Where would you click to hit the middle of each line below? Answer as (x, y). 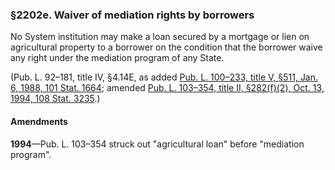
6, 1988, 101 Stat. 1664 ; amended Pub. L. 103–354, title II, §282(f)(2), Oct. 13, (167, 88)
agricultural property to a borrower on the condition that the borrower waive (166, 47)
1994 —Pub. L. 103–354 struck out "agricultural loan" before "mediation (157, 144)
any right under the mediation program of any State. (117, 58)
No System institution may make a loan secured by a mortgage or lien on (160, 37)
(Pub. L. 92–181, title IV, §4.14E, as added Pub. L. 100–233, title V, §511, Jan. (164, 77)
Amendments (39, 121)
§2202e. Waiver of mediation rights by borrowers (132, 15)
